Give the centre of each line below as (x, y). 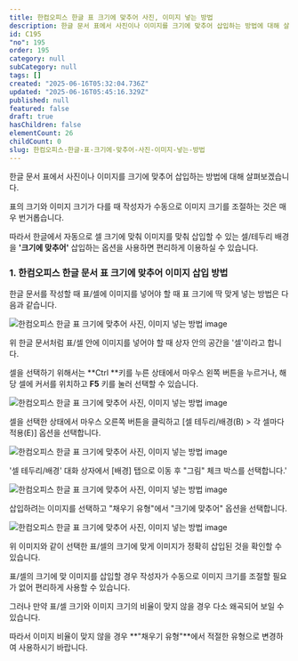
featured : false (39, 109)
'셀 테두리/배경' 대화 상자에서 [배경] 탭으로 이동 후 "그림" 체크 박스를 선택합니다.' (148, 470)
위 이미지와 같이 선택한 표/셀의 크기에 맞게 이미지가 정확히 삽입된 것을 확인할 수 (146, 546)
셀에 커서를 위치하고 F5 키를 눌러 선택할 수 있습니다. (108, 383)
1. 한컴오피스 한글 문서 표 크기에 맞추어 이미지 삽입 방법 (119, 272)
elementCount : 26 (41, 133)
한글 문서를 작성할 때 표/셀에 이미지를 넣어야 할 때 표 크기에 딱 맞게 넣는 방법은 (145, 294)
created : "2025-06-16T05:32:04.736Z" (79, 84)
